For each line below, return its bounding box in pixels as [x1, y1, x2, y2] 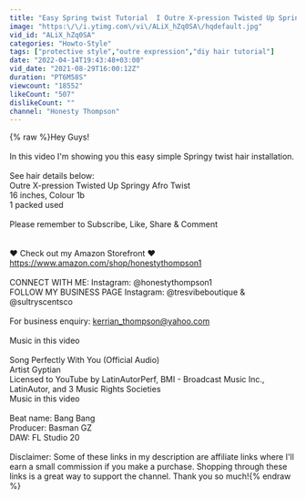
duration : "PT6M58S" [9, 73, 88, 82]
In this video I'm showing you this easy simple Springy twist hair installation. [9, 151, 294, 162]
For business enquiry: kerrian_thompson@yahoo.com [9, 316, 210, 327]
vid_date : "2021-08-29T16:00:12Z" [9, 65, 141, 74]
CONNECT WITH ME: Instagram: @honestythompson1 [9, 277, 212, 288]
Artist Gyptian [9, 364, 62, 375]
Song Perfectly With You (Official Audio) [9, 355, 160, 366]
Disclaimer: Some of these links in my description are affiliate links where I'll [9, 452, 294, 463]
